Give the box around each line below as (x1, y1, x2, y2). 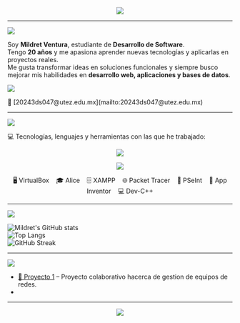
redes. (17, 280, 37, 289)
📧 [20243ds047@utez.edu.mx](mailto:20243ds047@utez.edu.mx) (7, 98, 204, 106)
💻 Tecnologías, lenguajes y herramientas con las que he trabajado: (7, 132, 206, 141)
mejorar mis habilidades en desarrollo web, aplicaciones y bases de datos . (7, 71, 231, 79)
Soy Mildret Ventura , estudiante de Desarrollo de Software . (7, 40, 185, 49)
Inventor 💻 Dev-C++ (86, 187, 154, 195)
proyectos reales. (7, 56, 59, 64)
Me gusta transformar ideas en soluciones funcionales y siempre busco (7, 63, 219, 71)
